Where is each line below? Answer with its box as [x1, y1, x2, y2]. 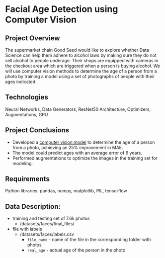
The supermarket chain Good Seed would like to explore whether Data [5, 47, 149, 53]
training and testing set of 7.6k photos [12, 215, 90, 222]
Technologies [5, 93, 49, 101]
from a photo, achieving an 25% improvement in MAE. [12, 144, 123, 150]
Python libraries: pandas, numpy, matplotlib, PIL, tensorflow [5, 188, 128, 194]
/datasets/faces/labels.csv [19, 231, 75, 237]
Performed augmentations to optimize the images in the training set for [12, 155, 158, 161]
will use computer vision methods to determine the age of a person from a [5, 68, 157, 74]
